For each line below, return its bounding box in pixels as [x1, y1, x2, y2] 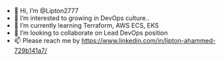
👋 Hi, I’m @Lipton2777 [13, 7, 79, 15]
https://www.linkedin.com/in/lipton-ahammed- [81, 37, 216, 44]
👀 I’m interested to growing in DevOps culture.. [13, 14, 150, 22]
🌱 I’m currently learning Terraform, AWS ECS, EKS [13, 21, 160, 29]
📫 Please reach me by [13, 37, 80, 44]
